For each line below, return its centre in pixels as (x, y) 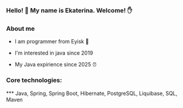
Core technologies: (34, 80)
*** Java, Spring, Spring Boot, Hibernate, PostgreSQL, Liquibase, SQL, (92, 93)
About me (21, 28)
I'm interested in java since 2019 (54, 53)
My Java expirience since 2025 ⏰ (55, 65)
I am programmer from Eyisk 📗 (52, 42)
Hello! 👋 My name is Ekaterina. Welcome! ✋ (69, 10)
